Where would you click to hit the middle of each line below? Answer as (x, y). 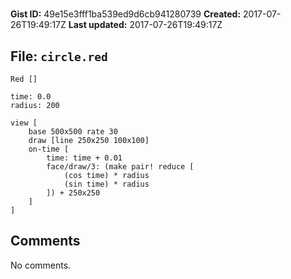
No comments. (41, 265)
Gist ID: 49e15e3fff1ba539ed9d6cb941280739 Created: (126, 14)
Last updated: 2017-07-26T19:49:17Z (145, 25)
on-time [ (49, 149)
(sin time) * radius (106, 184)
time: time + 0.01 (84, 158)
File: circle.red (59, 56)
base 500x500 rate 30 (73, 132)
